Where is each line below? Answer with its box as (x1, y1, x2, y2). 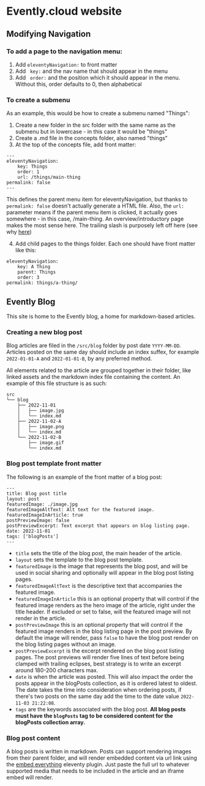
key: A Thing (17, 264, 51, 270)
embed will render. (6, 773, 53, 781)
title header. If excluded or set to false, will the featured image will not (15, 608, 191, 615)
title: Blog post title (6, 490, 67, 496)
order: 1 (17, 169, 40, 175)
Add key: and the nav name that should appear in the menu (15, 67, 168, 75)
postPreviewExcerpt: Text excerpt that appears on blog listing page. (6, 522, 190, 529)
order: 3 (17, 274, 40, 281)
